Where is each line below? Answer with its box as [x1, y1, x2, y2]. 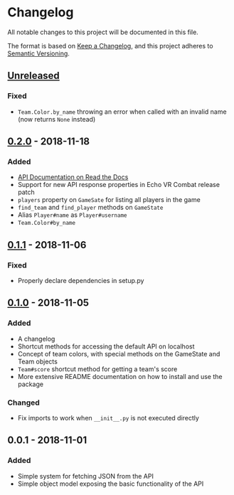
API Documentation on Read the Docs [17, 173, 129, 181]
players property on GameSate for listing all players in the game [17, 196, 201, 204]
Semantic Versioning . [7, 49, 70, 58]
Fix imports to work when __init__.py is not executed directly [17, 413, 199, 422]
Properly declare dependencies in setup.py [17, 277, 144, 284]
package [17, 380, 44, 388]
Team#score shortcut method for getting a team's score [17, 364, 178, 373]
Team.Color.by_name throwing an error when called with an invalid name [17, 107, 227, 116]
